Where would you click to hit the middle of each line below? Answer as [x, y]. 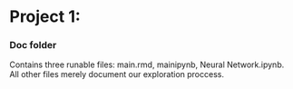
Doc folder [33, 45]
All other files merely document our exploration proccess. [117, 74]
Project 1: [45, 17]
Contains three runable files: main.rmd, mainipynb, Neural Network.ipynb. [147, 64]
